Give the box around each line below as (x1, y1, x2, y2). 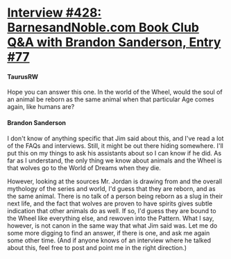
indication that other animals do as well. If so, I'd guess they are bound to (7, 206, 216, 215)
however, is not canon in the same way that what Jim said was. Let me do (7, 221, 218, 230)
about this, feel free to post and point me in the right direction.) (7, 243, 187, 251)
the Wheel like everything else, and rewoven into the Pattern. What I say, (7, 214, 214, 222)
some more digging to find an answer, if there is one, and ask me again (7, 228, 210, 237)
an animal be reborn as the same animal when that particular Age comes (7, 95, 214, 103)
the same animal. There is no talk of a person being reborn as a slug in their (7, 192, 223, 200)
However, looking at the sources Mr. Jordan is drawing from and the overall (7, 177, 223, 185)
